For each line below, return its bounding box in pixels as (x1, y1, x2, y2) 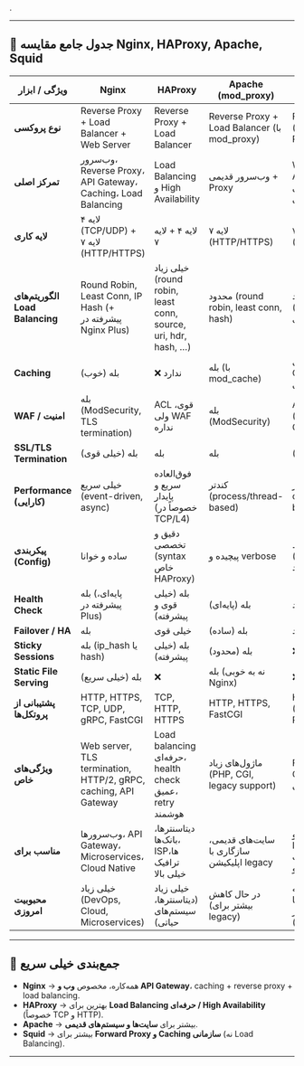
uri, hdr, (153, 329, 187, 342)
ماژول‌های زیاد (208, 756, 263, 769)
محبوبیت (14, 893, 47, 906)
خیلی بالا (153, 867, 187, 880)
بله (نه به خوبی (208, 665, 265, 677)
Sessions (14, 650, 54, 663)
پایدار (153, 489, 175, 502)
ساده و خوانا (80, 550, 128, 562)
